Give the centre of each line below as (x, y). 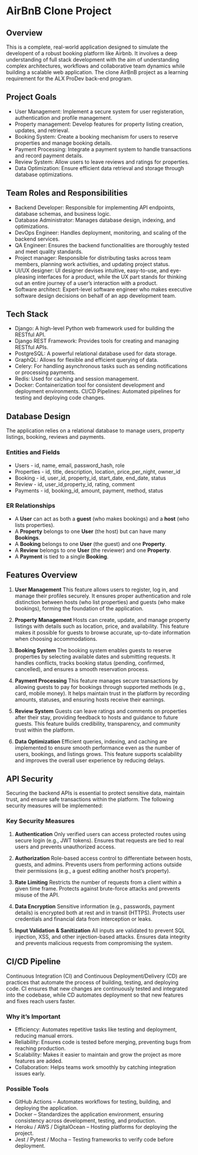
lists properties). (35, 525)
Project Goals (32, 97)
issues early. (30, 1073)
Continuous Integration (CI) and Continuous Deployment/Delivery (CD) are (97, 976)
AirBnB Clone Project (59, 11)
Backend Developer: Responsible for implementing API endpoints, (95, 207)
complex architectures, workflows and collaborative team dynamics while (95, 66)
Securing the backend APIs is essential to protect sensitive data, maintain (95, 793)
